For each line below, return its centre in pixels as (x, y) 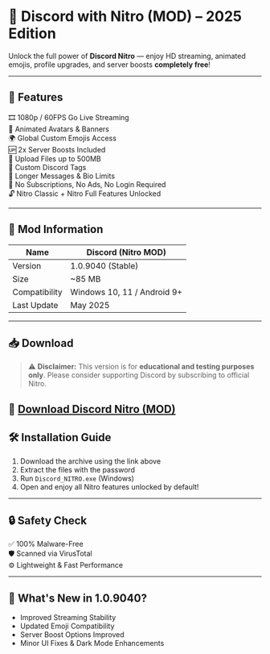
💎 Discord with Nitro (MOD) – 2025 (125, 17)
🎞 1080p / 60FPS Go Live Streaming (69, 117)
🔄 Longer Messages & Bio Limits (61, 176)
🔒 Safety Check (48, 521)
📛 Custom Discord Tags (47, 167)
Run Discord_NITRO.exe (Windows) (77, 478)
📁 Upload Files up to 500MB (55, 158)
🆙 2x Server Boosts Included (57, 149)
